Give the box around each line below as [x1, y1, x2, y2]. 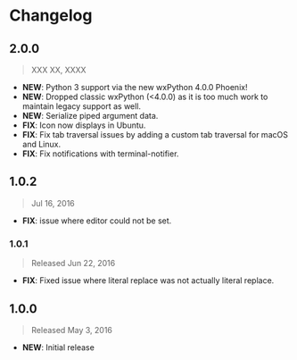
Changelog [9, 5, 93, 26]
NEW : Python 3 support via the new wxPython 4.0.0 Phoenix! [21, 82, 248, 92]
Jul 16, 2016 [30, 197, 76, 208]
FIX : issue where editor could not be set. [21, 215, 172, 226]
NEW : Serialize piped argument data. [21, 111, 159, 121]
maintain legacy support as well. [21, 101, 141, 112]
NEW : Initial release [21, 341, 95, 353]
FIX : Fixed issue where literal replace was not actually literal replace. [21, 275, 275, 286]
